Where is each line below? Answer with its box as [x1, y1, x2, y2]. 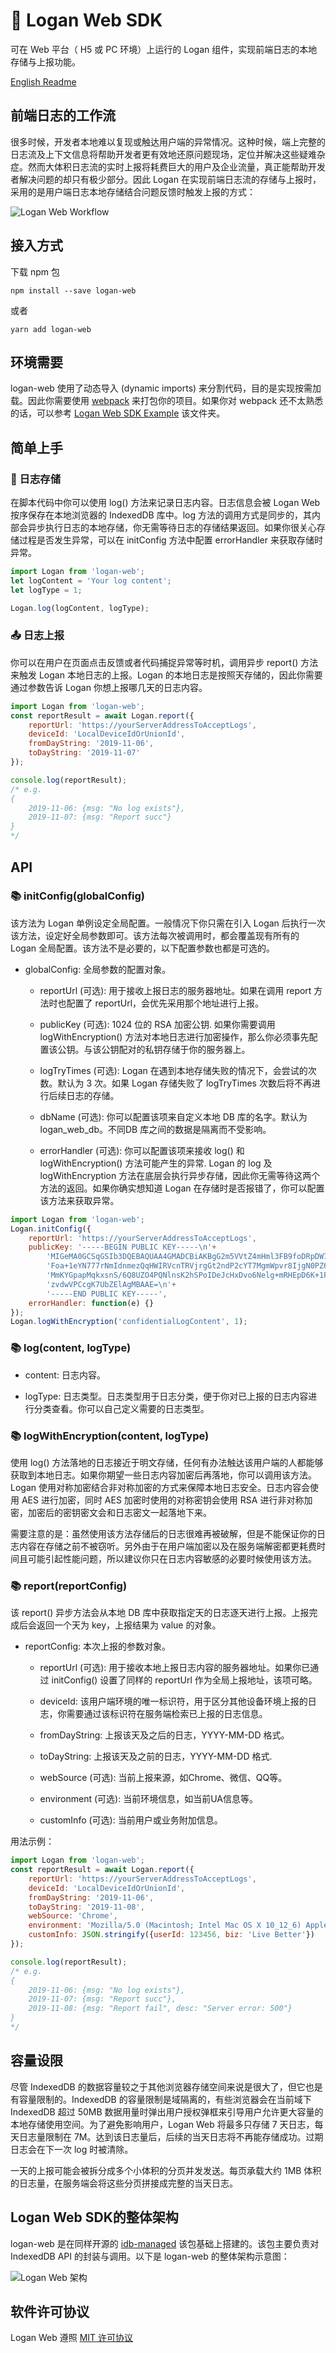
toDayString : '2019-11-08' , [28, 1902, 145, 1912]
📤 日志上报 [10, 629, 65, 643]
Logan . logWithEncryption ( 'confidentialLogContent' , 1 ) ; [10, 1317, 248, 1327]
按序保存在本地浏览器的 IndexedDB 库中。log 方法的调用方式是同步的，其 [10, 509, 312, 521]
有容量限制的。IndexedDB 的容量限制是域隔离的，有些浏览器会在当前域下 [10, 2093, 312, 2105]
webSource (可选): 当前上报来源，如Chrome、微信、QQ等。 [39, 1772, 288, 1784]
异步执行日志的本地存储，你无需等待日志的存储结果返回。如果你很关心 [27, 522, 317, 534]
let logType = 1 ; [10, 585, 83, 595]
